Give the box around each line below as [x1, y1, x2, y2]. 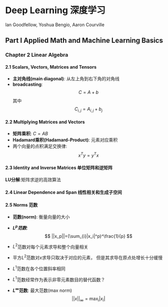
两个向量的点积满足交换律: [12, 143, 67, 149]
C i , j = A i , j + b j [74, 106, 102, 114]
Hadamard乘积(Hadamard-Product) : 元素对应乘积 [12, 137, 118, 143]
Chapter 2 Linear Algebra [5, 52, 69, 59]
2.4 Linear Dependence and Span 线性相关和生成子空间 [5, 189, 122, 195]
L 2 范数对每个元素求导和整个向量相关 [12, 243, 88, 250]
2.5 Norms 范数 [5, 201, 38, 208]
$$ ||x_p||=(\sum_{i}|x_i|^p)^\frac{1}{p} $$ [44, 233, 133, 239]
